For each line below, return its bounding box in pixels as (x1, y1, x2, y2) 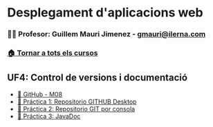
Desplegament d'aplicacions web (7, 5, 203, 21)
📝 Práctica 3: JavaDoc (17, 112, 81, 120)
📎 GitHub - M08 (17, 90, 63, 98)
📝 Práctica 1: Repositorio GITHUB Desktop (17, 97, 137, 106)
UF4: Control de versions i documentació (7, 72, 188, 84)
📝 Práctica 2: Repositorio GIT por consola (17, 104, 136, 113)
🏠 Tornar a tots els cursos (7, 48, 98, 58)
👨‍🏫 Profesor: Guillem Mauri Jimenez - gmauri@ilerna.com (7, 30, 206, 39)
